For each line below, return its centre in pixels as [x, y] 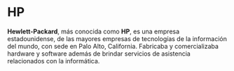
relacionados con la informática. [54, 61]
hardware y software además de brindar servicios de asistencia [99, 54]
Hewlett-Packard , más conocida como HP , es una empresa [94, 31]
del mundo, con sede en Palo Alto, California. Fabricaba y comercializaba [113, 46]
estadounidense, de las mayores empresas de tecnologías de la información [117, 38]
